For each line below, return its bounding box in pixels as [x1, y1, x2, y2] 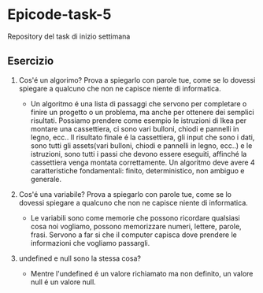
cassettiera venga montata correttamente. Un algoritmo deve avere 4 [30, 158, 255, 167]
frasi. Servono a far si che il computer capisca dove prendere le [30, 230, 237, 239]
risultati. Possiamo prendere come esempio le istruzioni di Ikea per [30, 116, 247, 125]
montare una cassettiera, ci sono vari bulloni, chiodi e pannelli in [30, 124, 239, 133]
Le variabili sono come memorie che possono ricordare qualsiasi [30, 213, 241, 222]
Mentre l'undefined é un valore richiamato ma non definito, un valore [30, 269, 254, 278]
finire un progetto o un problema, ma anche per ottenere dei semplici [30, 107, 254, 117]
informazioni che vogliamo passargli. [30, 238, 150, 247]
